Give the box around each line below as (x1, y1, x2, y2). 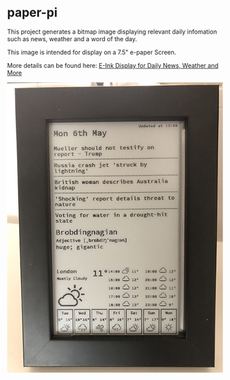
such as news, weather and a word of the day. (7, 34, 138, 43)
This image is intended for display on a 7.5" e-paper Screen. (7, 48, 177, 56)
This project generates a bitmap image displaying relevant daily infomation (7, 27, 218, 36)
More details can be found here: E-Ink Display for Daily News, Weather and (7, 61, 219, 69)
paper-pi (7, 5, 58, 21)
